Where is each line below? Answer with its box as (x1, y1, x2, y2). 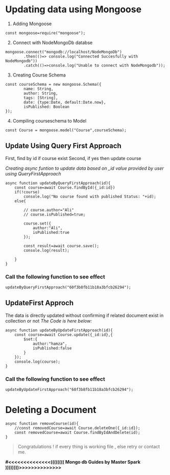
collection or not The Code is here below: (5, 318, 92, 324)
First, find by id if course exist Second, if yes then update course (5, 155, 141, 161)
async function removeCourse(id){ (5, 421, 79, 426)
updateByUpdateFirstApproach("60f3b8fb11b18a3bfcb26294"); (5, 387, 134, 392)
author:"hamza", (32, 341, 67, 346)
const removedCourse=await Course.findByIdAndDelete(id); (14, 430, 140, 436)
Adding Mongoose (12, 21, 52, 27)
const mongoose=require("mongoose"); (5, 30, 86, 35)
